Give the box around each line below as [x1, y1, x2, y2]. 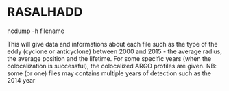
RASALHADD [7, 4, 83, 20]
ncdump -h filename [7, 27, 65, 35]
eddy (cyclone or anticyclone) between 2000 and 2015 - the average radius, [7, 47, 223, 55]
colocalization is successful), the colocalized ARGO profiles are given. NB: [7, 62, 217, 70]
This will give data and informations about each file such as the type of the [7, 40, 218, 48]
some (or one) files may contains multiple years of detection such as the [7, 69, 211, 77]
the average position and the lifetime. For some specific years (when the [7, 54, 212, 62]
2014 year [7, 76, 36, 84]
